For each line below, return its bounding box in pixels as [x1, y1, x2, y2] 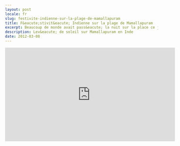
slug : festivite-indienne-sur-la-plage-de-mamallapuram [5, 16, 120, 21]
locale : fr [5, 12, 27, 16]
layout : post [5, 7, 32, 12]
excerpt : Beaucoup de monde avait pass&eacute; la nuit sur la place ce [5, 25, 155, 30]
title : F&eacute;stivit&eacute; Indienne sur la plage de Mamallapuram [5, 20, 153, 26]
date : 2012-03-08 [5, 34, 40, 39]
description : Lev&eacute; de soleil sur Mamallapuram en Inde [5, 29, 133, 34]
